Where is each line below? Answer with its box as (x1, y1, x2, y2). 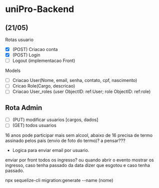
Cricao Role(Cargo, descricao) (12, 83, 75, 89)
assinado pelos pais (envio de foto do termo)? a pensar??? (5, 137, 126, 143)
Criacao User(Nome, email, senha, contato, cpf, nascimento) (12, 77, 137, 83)
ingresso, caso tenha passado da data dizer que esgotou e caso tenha (5, 162, 150, 168)
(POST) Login (12, 52, 41, 58)
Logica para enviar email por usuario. (12, 147, 89, 153)
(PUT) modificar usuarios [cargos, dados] (12, 116, 98, 123)
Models (5, 67, 21, 73)
